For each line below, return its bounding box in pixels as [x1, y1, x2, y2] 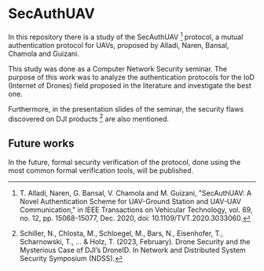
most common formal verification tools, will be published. [8, 166, 194, 175]
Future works [8, 137, 75, 150]
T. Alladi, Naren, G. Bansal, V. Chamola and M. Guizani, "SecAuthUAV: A [19, 189, 252, 198]
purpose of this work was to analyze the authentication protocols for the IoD [8, 72, 255, 82]
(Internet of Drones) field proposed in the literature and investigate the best [8, 80, 251, 90]
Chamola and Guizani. [8, 49, 80, 58]
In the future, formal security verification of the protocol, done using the [8, 158, 241, 167]
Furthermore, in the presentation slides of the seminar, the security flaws [8, 104, 244, 114]
